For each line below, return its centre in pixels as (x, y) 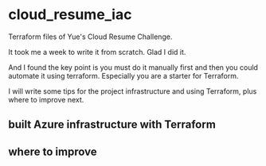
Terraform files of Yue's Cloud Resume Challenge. (90, 37)
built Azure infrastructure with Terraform (112, 125)
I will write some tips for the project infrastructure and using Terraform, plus (133, 91)
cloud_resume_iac (70, 15)
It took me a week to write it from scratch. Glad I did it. (97, 52)
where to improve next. (46, 99)
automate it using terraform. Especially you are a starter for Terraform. (123, 75)
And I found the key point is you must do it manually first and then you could (133, 67)
